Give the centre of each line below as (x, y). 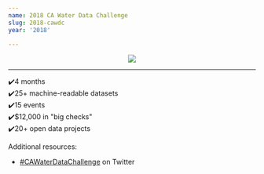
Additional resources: (42, 147)
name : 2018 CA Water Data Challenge (68, 15)
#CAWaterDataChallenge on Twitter (77, 162)
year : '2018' (29, 30)
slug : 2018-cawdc (37, 23)
